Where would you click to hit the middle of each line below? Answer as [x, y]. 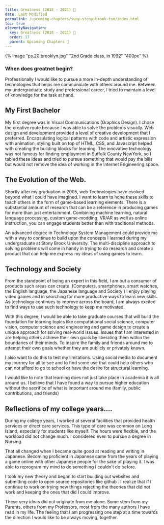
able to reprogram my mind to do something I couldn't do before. [71, 467]
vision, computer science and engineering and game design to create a [77, 327]
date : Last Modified [26, 14]
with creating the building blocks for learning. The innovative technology [78, 148]
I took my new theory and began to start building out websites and [72, 477]
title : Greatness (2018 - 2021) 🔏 [41, 10]
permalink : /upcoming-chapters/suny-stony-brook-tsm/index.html [72, 19]
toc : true [15, 23]
